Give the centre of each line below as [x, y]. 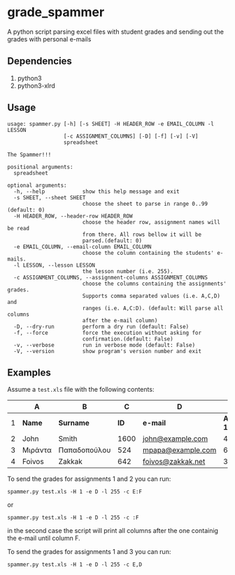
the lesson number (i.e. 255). [128, 271]
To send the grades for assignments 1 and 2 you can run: [89, 479]
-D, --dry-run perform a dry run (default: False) [101, 326]
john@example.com [175, 439]
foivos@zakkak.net [174, 462]
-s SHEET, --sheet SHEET [50, 197]
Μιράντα [37, 450]
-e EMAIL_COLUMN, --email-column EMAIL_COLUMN [83, 246]
